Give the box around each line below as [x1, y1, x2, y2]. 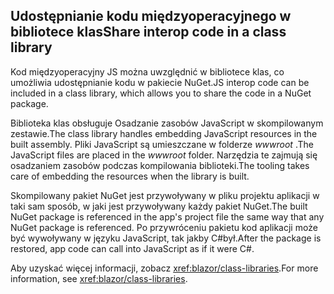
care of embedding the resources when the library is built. [10, 170, 250, 182]
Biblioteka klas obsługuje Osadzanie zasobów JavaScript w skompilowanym [10, 117, 324, 129]
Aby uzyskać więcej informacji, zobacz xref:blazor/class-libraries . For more [10, 262, 319, 274]
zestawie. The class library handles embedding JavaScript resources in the [10, 127, 318, 139]
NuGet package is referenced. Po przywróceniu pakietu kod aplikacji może [10, 221, 318, 233]
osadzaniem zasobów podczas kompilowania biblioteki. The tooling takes [10, 159, 310, 171]
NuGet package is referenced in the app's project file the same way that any [10, 210, 325, 223]
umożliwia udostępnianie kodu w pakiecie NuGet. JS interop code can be [10, 76, 310, 88]
